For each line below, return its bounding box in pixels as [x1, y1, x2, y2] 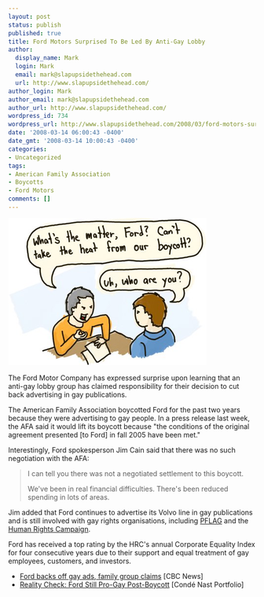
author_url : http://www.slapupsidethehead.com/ [8, 104, 167, 112]
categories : [8, 145, 47, 153]
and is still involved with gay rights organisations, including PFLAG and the [8, 515, 249, 526]
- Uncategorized [8, 153, 61, 161]
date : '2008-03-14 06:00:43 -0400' [8, 129, 125, 137]
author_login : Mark [8, 87, 72, 95]
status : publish [8, 20, 61, 29]
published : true [8, 29, 61, 37]
